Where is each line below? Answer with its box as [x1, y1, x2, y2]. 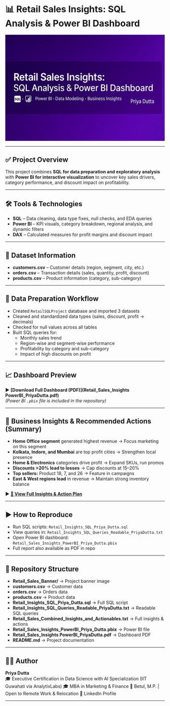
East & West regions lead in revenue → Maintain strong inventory [12, 476, 149, 482]
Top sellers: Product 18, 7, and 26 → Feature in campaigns [12, 470, 135, 477]
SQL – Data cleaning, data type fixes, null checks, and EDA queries [12, 215, 152, 222]
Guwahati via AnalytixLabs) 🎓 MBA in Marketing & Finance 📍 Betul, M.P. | [5, 683, 159, 689]
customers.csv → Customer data [12, 584, 83, 590]
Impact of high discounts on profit [20, 351, 91, 357]
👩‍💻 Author [5, 656, 38, 665]
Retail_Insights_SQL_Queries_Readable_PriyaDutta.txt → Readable [12, 605, 156, 611]
